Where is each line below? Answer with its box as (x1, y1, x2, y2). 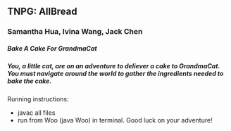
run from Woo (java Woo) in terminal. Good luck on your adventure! (17, 116, 213, 124)
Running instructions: (7, 94, 69, 103)
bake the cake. (7, 77, 52, 85)
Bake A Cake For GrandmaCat (7, 44, 97, 52)
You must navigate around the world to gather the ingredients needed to (7, 70, 224, 78)
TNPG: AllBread (7, 6, 77, 18)
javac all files (17, 108, 56, 117)
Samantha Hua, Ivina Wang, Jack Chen (7, 27, 143, 37)
